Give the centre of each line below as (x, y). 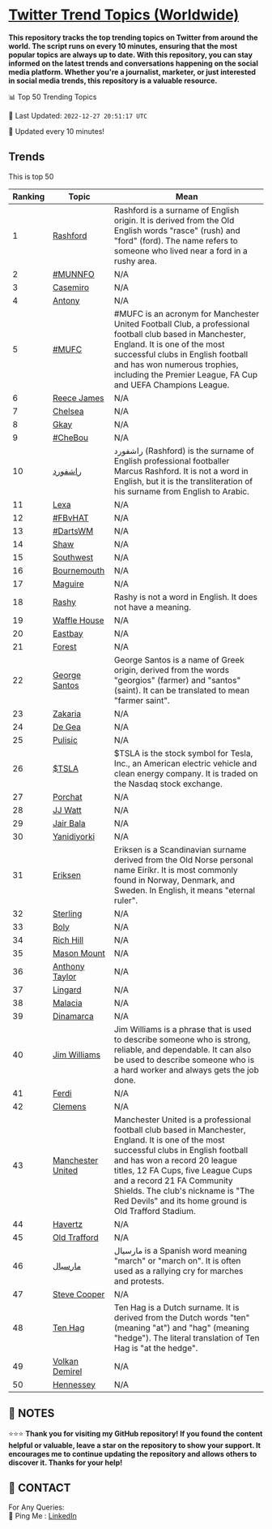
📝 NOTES (32, 1413)
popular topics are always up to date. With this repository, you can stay (131, 54)
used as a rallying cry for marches (178, 1271)
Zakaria (67, 714)
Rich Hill (68, 939)
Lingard (67, 990)
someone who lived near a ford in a (181, 251)
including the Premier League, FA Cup (186, 374)
